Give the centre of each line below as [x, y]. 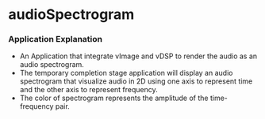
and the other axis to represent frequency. [89, 90]
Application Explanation [56, 39]
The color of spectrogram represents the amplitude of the [114, 98]
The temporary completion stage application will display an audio [126, 73]
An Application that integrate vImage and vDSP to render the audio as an [138, 56]
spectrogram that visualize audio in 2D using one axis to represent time [136, 81]
